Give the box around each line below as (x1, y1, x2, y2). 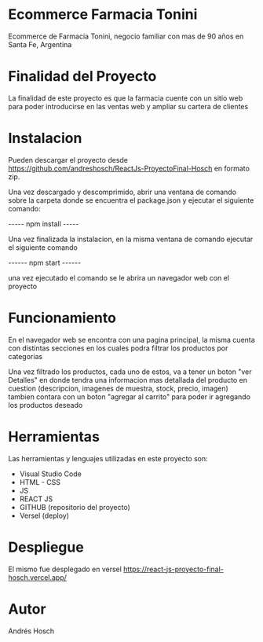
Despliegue (8, 538, 84, 556)
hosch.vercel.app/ (8, 572, 67, 582)
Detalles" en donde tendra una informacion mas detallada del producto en (8, 375, 247, 384)
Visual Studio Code (19, 469, 82, 479)
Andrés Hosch (8, 626, 55, 636)
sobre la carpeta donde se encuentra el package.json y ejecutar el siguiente (8, 195, 254, 205)
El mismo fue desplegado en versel (8, 564, 122, 574)
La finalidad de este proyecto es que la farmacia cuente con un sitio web (8, 93, 243, 103)
